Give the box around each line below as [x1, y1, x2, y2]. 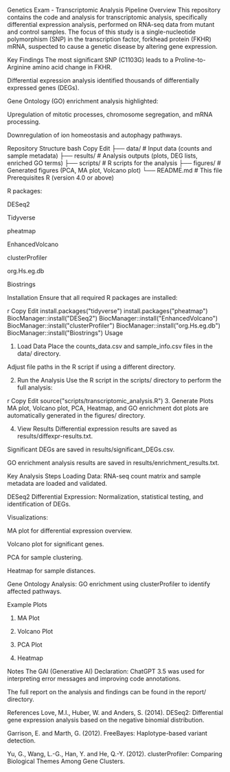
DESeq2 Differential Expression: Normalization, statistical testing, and [7, 493, 204, 501]
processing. [7, 118, 41, 126]
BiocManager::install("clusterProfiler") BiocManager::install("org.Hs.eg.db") [7, 321, 221, 330]
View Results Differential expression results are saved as [16, 425, 177, 433]
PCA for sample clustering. [7, 553, 83, 561]
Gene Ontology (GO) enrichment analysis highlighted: [7, 97, 159, 105]
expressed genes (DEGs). [7, 84, 80, 92]
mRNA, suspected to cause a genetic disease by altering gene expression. [7, 43, 218, 50]
